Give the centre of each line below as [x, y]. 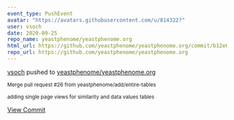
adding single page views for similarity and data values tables [81, 97]
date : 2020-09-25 [32, 33]
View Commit [26, 110]
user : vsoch [24, 26]
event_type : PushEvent [40, 14]
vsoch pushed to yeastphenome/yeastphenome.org [81, 72]
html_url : [22, 46]
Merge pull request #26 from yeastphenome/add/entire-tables [82, 85]
